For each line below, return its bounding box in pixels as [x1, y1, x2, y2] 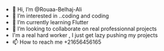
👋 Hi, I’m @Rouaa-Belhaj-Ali [12, 6, 82, 13]
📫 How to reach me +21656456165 [12, 38, 102, 46]
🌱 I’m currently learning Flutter [12, 19, 89, 25]
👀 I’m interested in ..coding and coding [12, 12, 109, 19]
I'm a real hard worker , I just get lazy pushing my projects [12, 32, 159, 39]
